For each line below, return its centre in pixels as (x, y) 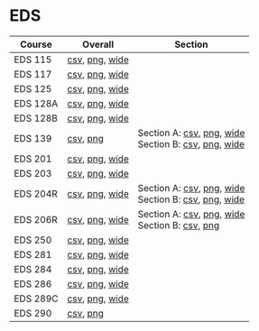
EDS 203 (33, 173)
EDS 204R (36, 193)
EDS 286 (33, 283)
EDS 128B (36, 118)
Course (36, 44)
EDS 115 (33, 60)
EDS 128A (36, 103)
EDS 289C (36, 299)
